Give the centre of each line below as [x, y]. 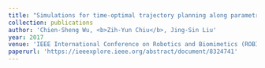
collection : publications [50, 23]
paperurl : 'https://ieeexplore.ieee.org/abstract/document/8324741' [123, 52]
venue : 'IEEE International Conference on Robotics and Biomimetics [123, 45]
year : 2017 [26, 37]
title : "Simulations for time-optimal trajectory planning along [118, 15]
